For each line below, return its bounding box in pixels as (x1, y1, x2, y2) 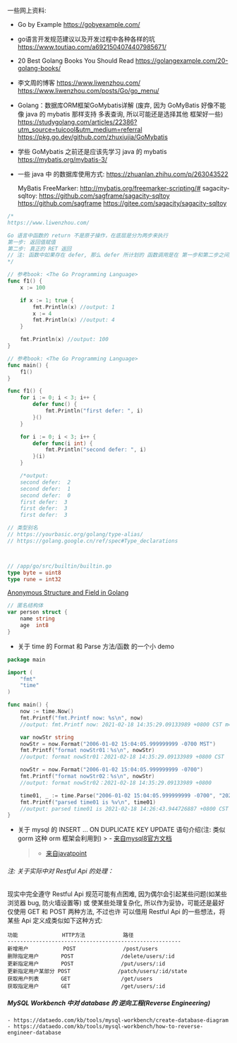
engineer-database (7, 1030, 61, 1037)
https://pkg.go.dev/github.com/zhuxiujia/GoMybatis (17, 133, 168, 141)
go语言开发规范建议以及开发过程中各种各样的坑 (17, 35, 155, 43)
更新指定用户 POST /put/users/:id (7, 960, 166, 967)
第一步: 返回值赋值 (7, 239, 56, 246)
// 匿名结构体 (7, 602, 44, 609)
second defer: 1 (20, 485, 71, 492)
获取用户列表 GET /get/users (7, 975, 153, 983)
